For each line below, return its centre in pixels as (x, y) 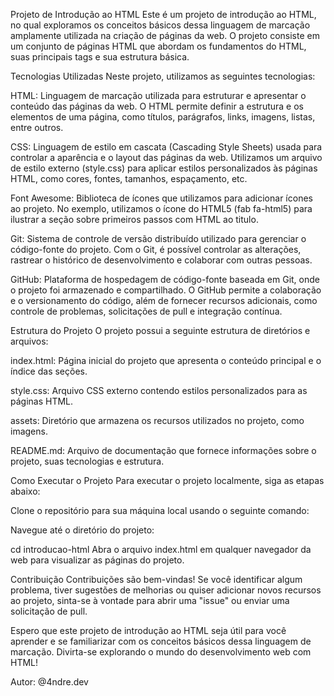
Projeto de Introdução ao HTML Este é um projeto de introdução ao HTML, (163, 14)
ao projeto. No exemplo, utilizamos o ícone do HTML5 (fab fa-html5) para (161, 208)
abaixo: (25, 491)
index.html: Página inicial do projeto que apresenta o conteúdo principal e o (166, 360)
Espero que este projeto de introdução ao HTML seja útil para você (148, 630)
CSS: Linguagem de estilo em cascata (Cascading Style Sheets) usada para (166, 147)
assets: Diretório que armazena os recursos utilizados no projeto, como (157, 420)
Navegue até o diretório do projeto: (82, 530)
